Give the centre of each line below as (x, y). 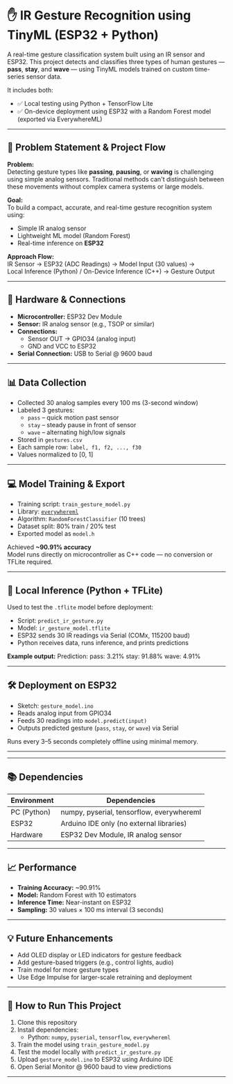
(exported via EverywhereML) (60, 119)
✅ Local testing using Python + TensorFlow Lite (85, 103)
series (16, 77)
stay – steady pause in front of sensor (82, 425)
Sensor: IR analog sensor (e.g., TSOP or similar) (86, 324)
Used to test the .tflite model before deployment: (80, 607)
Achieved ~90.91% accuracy (49, 547)
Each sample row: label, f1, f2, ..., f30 (79, 447)
